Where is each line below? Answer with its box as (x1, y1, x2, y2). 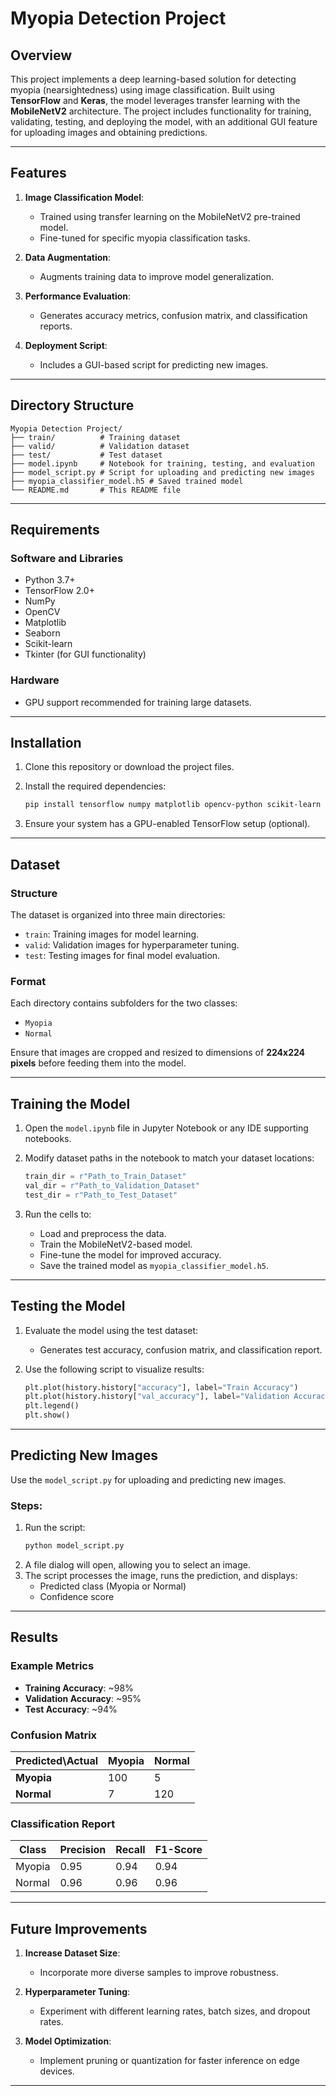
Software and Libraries (10, 551, 124, 565)
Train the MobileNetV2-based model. (39, 1238, 193, 1250)
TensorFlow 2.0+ (24, 585, 95, 597)
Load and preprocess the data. (39, 1227, 167, 1239)
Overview (10, 47, 73, 64)
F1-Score (154, 1843, 203, 1857)
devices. (39, 2065, 75, 2077)
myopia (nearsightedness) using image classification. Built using (10, 84, 276, 96)
